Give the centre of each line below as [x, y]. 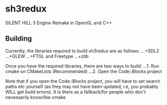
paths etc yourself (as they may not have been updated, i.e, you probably [82, 86]
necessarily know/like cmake [36, 97]
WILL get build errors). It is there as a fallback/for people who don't [76, 92]
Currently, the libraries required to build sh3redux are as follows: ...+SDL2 [82, 50]
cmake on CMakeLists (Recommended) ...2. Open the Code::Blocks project [84, 71]
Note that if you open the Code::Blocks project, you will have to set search [83, 81]
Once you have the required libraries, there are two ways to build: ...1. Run [82, 66]
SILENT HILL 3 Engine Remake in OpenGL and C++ [59, 23]
